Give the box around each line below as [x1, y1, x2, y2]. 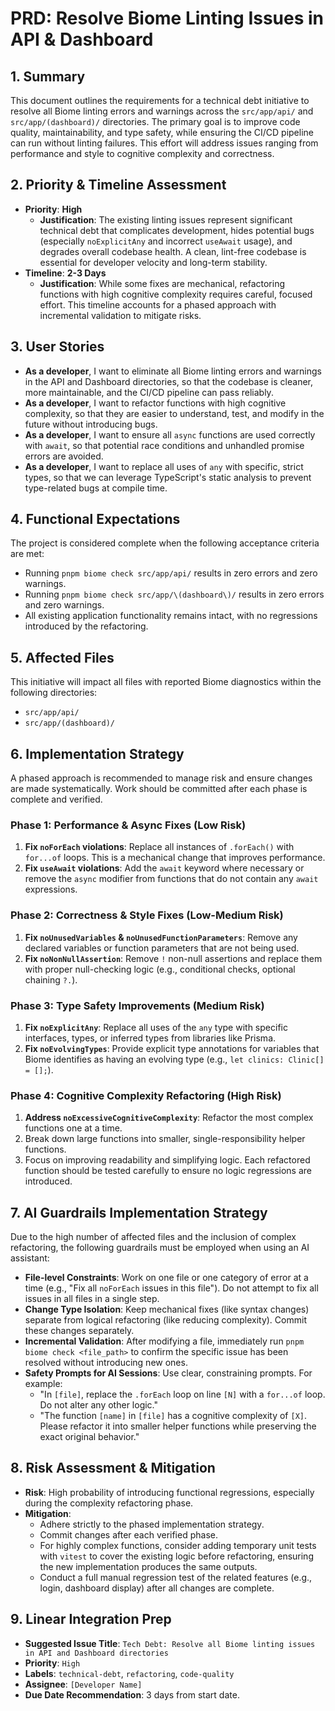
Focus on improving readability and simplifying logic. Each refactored [24, 1154, 311, 1166]
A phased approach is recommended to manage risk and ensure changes [10, 772, 313, 784]
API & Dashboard [10, 28, 154, 51]
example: [24, 1378, 63, 1390]
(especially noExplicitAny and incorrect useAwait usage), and [39, 235, 293, 247]
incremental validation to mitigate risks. [39, 309, 202, 321]
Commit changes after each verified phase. [39, 1528, 218, 1541]
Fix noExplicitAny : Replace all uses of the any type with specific [24, 1021, 288, 1033]
